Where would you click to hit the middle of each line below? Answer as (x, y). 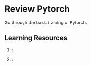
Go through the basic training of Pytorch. (46, 22)
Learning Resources (36, 38)
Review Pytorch (37, 9)
